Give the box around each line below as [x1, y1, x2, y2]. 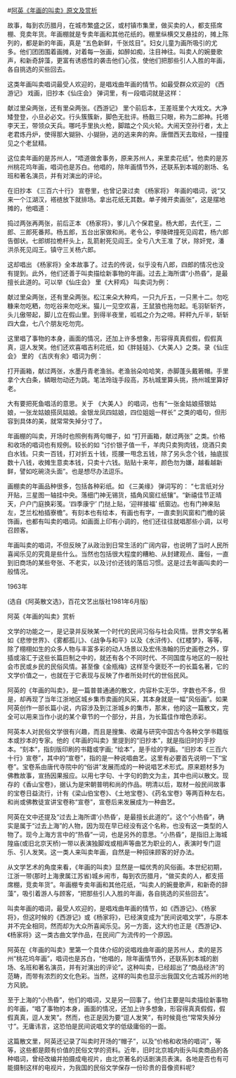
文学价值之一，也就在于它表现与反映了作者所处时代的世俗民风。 [7, 671, 192, 679]
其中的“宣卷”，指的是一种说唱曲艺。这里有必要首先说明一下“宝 [46, 754, 228, 762]
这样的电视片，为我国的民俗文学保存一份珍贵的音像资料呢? [25, 1063, 195, 1072]
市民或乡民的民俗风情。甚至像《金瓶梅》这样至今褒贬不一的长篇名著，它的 [13, 662, 229, 671]
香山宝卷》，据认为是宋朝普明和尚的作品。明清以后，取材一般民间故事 [25, 780, 226, 788]
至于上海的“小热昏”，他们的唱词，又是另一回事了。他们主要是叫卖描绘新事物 [7, 996, 228, 1004]
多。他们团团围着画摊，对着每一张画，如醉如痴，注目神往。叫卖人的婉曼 [7, 48, 216, 56]
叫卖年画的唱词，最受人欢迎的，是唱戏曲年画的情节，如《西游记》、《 [7, 904, 204, 913]
